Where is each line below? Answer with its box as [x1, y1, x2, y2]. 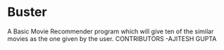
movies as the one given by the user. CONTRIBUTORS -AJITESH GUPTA [7, 34, 217, 42]
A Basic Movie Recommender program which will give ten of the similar [7, 27, 214, 35]
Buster [7, 4, 47, 20]
